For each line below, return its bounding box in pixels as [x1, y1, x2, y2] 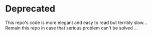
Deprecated [5, 3, 56, 14]
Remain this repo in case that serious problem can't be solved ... [5, 24, 138, 30]
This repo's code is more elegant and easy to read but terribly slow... [5, 19, 147, 25]
